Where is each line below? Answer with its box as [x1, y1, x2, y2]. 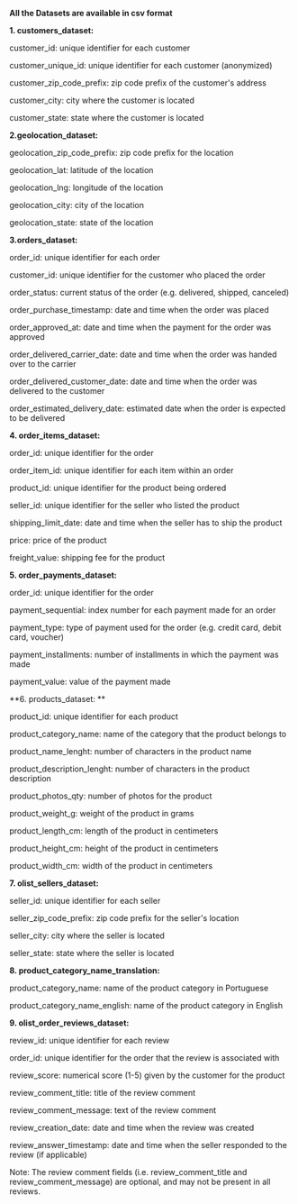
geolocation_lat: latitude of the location [9, 165, 154, 175]
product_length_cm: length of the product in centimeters [9, 825, 219, 836]
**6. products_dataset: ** [9, 694, 106, 704]
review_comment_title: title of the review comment [9, 1088, 196, 1098]
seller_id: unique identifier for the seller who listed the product [9, 500, 240, 510]
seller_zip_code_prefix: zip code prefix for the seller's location [9, 913, 239, 923]
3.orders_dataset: [9, 234, 78, 245]
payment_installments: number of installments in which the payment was [9, 649, 279, 660]
